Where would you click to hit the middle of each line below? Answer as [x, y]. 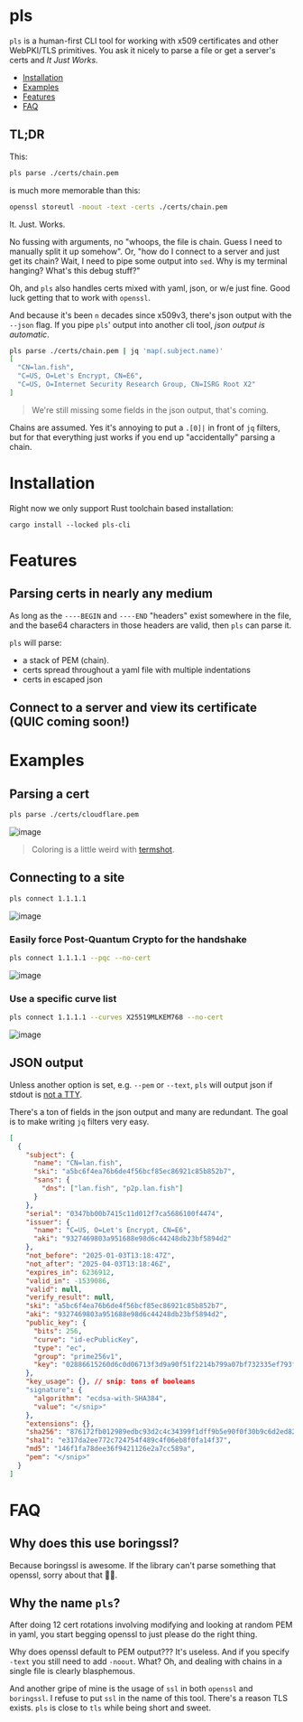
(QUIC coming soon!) [70, 722]
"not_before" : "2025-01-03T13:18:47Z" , [101, 1256]
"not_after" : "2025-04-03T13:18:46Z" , [98, 1264]
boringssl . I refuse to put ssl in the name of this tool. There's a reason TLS [149, 1699]
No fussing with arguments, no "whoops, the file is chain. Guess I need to [146, 241]
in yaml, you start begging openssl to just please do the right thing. [133, 1634]
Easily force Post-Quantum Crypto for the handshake [129, 939]
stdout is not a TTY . [46, 1094]
